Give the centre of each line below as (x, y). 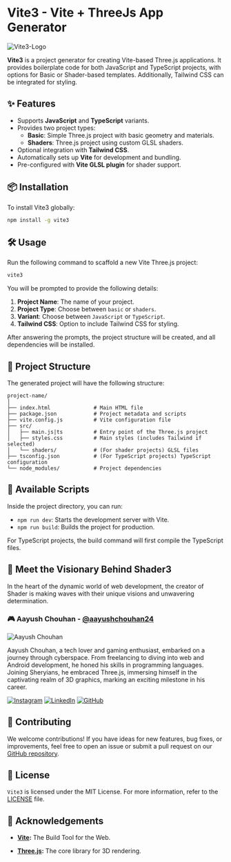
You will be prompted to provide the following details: (83, 288)
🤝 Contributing (39, 722)
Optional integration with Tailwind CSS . (73, 149)
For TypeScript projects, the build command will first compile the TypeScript (115, 540)
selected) (21, 444)
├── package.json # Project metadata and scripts (97, 414)
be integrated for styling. (42, 82)
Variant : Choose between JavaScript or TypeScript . (91, 317)
